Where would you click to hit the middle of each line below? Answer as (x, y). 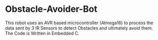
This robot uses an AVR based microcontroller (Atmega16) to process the (79, 23)
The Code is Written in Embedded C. (42, 33)
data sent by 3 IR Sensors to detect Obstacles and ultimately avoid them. (79, 28)
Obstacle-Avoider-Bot (51, 9)
